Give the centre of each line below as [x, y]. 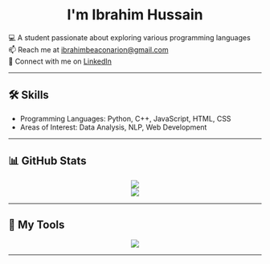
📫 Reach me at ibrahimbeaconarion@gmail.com [88, 49]
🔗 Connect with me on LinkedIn [60, 61]
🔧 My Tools [37, 224]
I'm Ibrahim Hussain [135, 15]
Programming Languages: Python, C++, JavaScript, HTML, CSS [125, 118]
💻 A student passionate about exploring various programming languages [129, 37]
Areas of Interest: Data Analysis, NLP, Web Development [113, 127]
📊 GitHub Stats [47, 161]
